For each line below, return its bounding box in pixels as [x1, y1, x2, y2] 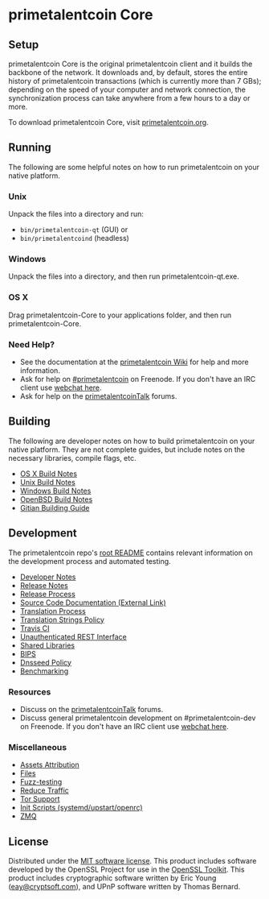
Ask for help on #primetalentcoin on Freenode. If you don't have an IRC [19, 375, 256, 383]
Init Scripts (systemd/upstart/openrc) [19, 803, 143, 813]
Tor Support [19, 794, 60, 804]
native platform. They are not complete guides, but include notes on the [8, 445, 246, 454]
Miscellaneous [8, 741, 67, 752]
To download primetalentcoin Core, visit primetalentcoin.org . [8, 118, 209, 126]
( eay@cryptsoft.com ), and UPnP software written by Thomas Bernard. [8, 882, 241, 892]
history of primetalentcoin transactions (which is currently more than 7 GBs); [8, 77, 262, 85]
